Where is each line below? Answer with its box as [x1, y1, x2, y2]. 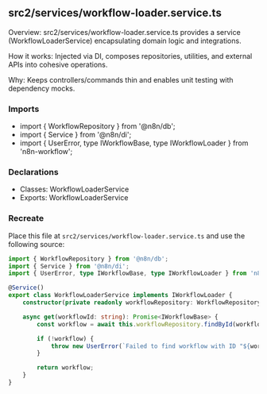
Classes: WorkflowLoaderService [19, 184, 130, 194]
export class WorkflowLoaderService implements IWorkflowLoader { [8, 292, 233, 299]
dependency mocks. [8, 83, 75, 93]
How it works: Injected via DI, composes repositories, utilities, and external [8, 51, 253, 60]
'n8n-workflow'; [19, 147, 73, 156]
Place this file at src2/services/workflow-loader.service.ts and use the [8, 230, 246, 241]
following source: [8, 239, 65, 249]
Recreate [8, 213, 44, 224]
